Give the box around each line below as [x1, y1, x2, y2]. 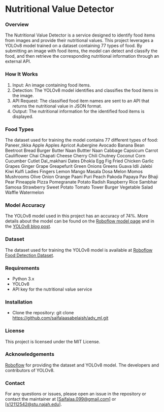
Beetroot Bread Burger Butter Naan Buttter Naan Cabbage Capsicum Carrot [5, 148, 159, 153]
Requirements [5, 264, 40, 271]
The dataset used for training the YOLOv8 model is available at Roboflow [5, 247, 153, 253]
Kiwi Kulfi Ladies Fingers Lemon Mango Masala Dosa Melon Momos [5, 169, 143, 175]
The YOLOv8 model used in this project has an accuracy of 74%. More [5, 213, 149, 219]
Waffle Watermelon [5, 189, 44, 195]
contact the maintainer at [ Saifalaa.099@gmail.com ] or [5, 396, 116, 402]
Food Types [5, 126, 34, 133]
